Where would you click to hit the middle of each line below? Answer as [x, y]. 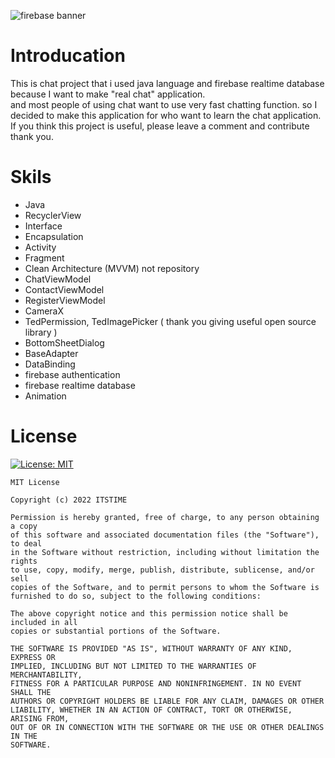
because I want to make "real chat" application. [108, 94]
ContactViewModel [64, 289]
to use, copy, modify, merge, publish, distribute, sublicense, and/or [162, 570]
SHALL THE [31, 692]
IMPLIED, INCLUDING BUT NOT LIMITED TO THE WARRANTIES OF [133, 666]
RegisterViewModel [65, 300]
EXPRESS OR [33, 657]
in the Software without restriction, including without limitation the [165, 552]
